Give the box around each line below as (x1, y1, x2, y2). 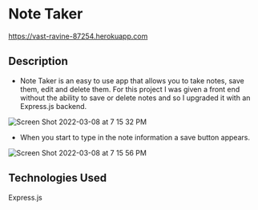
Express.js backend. (19, 101, 87, 111)
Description (8, 55, 68, 68)
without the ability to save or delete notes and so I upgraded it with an (19, 93, 251, 103)
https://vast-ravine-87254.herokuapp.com (8, 31, 148, 41)
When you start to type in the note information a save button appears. (19, 132, 251, 142)
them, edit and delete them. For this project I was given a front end (19, 84, 240, 94)
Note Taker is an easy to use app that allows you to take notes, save (19, 75, 244, 85)
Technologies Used (8, 172, 107, 185)
